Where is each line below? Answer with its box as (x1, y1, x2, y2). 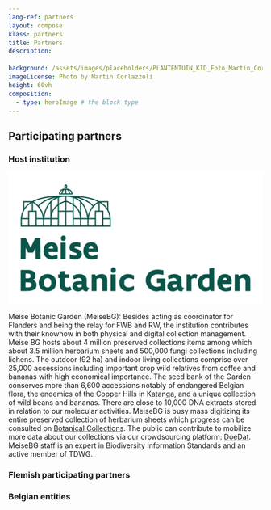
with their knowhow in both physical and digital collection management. (8, 329, 247, 339)
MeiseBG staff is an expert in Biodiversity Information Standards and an (8, 440, 246, 450)
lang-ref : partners (8, 13, 74, 21)
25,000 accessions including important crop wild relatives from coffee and (8, 364, 256, 373)
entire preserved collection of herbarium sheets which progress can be (8, 415, 245, 424)
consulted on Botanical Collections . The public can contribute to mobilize (8, 424, 252, 433)
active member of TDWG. (8, 449, 94, 459)
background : (8, 65, 48, 73)
